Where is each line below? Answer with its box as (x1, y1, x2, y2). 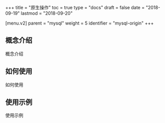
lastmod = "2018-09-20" (20, 10, 73, 16)
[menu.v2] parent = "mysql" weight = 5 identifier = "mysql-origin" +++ (5, 20, 154, 26)
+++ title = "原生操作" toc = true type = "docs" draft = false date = (5, 5, 145, 10)
